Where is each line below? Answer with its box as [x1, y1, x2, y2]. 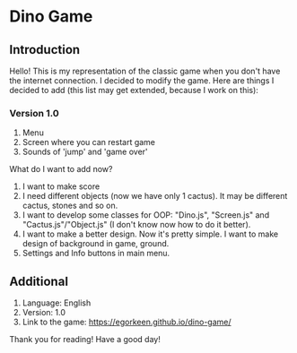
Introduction [9, 42, 81, 57]
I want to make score [22, 181, 100, 192]
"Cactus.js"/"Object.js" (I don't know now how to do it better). [22, 220, 251, 230]
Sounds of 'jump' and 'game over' [22, 146, 148, 158]
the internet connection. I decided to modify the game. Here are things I [9, 75, 275, 86]
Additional [9, 273, 69, 288]
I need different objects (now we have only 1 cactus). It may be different [22, 191, 288, 202]
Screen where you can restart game [22, 137, 155, 148]
